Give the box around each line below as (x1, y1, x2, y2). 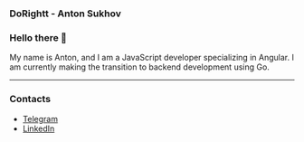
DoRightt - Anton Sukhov (9, 7, 122, 20)
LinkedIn (22, 123, 55, 134)
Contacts (9, 93, 52, 106)
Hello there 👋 (9, 31, 68, 43)
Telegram (22, 113, 59, 124)
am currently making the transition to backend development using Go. (9, 62, 270, 72)
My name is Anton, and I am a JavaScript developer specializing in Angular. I (9, 52, 294, 63)
